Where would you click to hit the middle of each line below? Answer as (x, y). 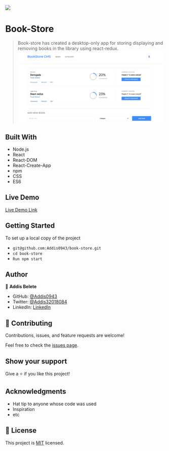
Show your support (36, 361)
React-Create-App (32, 165)
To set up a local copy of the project (43, 238)
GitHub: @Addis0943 (35, 296)
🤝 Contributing (29, 323)
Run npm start (27, 259)
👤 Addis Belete (21, 287)
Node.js (21, 149)
